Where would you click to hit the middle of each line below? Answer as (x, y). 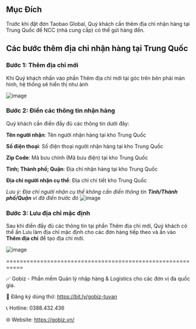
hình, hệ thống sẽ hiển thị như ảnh (47, 84)
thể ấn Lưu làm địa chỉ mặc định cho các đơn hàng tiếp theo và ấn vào (91, 232)
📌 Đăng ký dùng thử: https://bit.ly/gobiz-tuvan (62, 297)
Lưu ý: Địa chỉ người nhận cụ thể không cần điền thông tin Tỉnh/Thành (92, 191)
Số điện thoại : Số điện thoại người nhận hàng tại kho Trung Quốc (85, 146)
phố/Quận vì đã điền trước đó (42, 198)
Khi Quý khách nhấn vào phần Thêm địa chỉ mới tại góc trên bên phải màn (95, 78)
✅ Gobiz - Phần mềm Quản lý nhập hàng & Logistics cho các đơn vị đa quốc (98, 279)
